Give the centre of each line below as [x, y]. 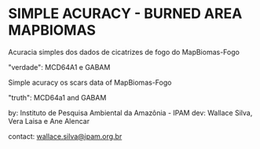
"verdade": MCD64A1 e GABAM [59, 67]
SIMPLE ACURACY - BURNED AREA [125, 14]
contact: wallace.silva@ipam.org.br [65, 136]
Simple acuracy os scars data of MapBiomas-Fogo [90, 82]
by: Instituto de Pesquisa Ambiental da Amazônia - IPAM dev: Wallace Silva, [130, 113]
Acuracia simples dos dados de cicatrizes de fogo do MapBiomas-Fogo [124, 52]
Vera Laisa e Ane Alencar [49, 121]
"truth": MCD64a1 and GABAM [57, 97]
